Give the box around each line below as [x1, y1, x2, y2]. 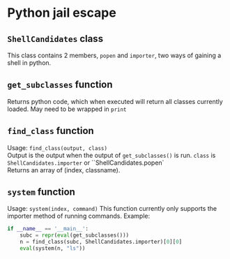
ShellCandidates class [7, 33, 103, 45]
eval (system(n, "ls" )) [20, 245, 86, 252]
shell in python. [7, 59, 52, 67]
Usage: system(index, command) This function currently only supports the [7, 205, 217, 213]
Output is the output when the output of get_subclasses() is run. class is [7, 151, 216, 159]
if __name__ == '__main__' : [7, 225, 89, 232]
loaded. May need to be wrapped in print [7, 105, 127, 113]
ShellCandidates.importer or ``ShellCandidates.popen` [7, 158, 164, 167]
